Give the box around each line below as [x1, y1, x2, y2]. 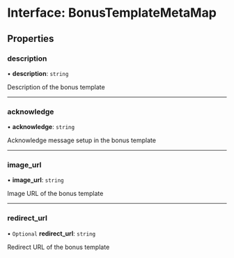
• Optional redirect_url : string [7, 229, 96, 238]
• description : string [7, 69, 69, 77]
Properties [7, 33, 54, 45]
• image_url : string [7, 176, 64, 184]
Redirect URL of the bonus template [7, 243, 110, 251]
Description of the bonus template [7, 82, 106, 91]
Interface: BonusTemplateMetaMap [7, 5, 217, 21]
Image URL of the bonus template [7, 190, 104, 198]
